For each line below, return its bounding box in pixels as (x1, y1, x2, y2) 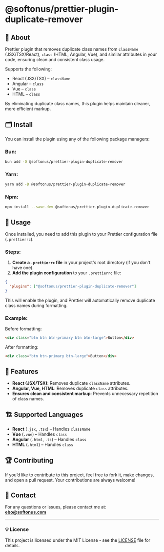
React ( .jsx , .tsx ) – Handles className (12, 426, 91, 432)
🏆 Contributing (5, 456, 54, 465)
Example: (5, 314, 28, 321)
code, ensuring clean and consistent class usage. (5, 57, 105, 62)
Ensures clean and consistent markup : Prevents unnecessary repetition (12, 390, 159, 397)
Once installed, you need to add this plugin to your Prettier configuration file (5, 231, 158, 237)
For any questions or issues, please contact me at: (5, 504, 106, 510)
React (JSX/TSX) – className (12, 76, 71, 81)
